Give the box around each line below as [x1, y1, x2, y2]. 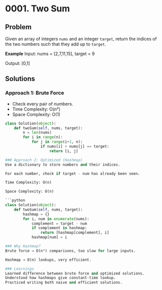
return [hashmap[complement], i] [40, 230, 110, 235]
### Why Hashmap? [5, 244, 41, 249]
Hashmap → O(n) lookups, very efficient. [5, 257, 92, 262]
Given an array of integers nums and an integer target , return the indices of [5, 36, 157, 42]
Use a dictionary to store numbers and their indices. [5, 162, 121, 167]
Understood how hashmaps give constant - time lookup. [5, 276, 116, 281]
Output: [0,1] [5, 60, 31, 66]
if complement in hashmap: [31, 226, 87, 231]
